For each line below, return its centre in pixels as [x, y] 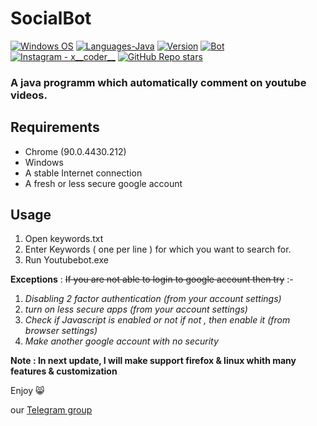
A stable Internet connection [83, 173]
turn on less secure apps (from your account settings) [136, 309]
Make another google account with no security [121, 341]
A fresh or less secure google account [103, 183]
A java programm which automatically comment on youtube [158, 82]
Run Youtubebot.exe [66, 260]
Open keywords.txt [64, 239]
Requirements [55, 127]
